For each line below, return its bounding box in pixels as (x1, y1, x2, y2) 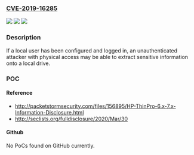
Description (6, 33, 41, 42)
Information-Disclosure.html (14, 108, 84, 116)
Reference (6, 89, 33, 97)
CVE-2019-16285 (6, 4, 58, 13)
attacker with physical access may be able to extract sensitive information (6, 53, 189, 60)
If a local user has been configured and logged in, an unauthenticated (6, 46, 178, 54)
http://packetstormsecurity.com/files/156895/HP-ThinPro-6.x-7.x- (14, 103, 176, 110)
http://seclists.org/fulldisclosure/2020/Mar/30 (14, 115, 128, 122)
